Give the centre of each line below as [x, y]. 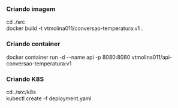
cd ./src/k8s [21, 92]
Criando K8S [25, 79]
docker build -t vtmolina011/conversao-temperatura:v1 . [75, 28]
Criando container [33, 44]
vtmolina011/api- [152, 57]
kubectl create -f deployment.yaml [49, 98]
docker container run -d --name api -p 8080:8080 [68, 57]
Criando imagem [31, 9]
